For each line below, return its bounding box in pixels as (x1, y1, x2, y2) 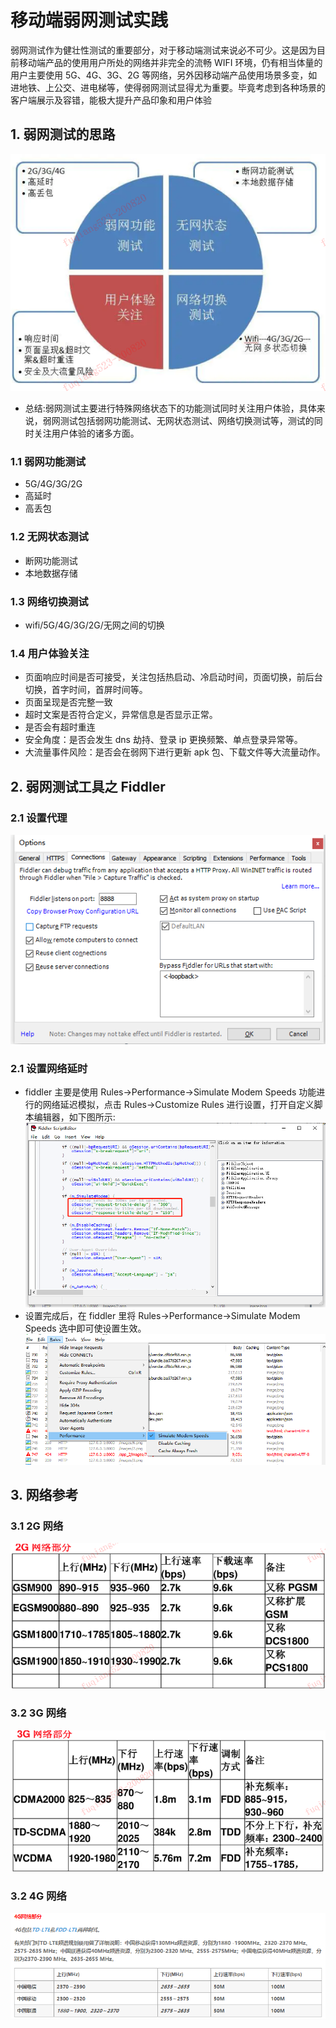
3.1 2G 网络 (10, 1519, 64, 1533)
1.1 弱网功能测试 (10, 454, 87, 468)
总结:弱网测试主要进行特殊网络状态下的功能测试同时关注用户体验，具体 (24, 402, 317, 415)
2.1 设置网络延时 (10, 1061, 88, 1075)
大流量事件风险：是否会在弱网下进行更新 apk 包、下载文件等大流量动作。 (24, 746, 326, 758)
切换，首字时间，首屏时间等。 (24, 684, 148, 696)
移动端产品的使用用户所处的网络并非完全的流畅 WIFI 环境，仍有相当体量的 (18, 56, 323, 68)
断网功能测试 (24, 554, 78, 566)
